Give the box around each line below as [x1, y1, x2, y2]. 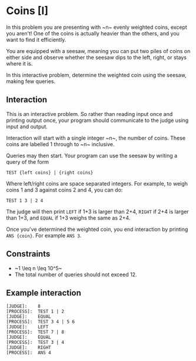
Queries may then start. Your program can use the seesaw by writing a [6, 152, 178, 159]
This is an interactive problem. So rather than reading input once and [6, 110, 173, 117]
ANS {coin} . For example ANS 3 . [6, 231, 82, 239]
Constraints [6, 249, 51, 259]
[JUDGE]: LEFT [6, 324, 49, 330]
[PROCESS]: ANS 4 [6, 350, 51, 356]
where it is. [6, 60, 33, 67]
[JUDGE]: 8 [6, 303, 41, 310]
